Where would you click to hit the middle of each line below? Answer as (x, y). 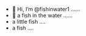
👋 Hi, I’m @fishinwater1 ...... (46, 9)
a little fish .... (29, 22)
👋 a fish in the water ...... (42, 15)
